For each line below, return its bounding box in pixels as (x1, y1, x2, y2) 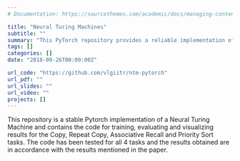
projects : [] (7, 95, 46, 103)
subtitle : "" (7, 30, 46, 37)
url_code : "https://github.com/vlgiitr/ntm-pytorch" (7, 69, 168, 76)
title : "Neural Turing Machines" (7, 23, 107, 31)
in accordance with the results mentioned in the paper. (7, 145, 168, 154)
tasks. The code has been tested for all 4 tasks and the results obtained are (7, 138, 230, 147)
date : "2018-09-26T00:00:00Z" (7, 56, 98, 64)
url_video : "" (7, 89, 50, 96)
